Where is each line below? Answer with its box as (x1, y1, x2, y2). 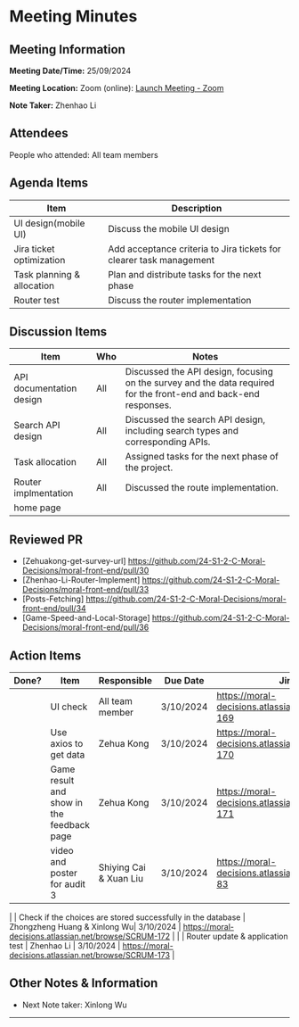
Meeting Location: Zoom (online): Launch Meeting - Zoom (9, 83, 224, 93)
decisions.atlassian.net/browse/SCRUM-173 (9, 950, 171, 961)
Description (171, 202, 222, 214)
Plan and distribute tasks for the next (108, 268, 262, 280)
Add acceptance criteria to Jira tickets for (108, 243, 282, 255)
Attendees (9, 126, 69, 141)
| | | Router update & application (172, 931, 288, 942)
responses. (125, 399, 172, 411)
